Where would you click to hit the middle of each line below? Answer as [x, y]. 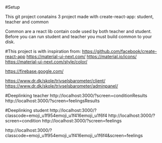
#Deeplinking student [27, 110]
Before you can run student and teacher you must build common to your [79, 37]
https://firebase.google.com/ [34, 71]
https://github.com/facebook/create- [119, 51]
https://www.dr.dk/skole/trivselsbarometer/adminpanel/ [62, 86]
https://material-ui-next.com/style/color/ [46, 62]
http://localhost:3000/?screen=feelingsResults [52, 101]
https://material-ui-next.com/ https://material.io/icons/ [81, 57]
